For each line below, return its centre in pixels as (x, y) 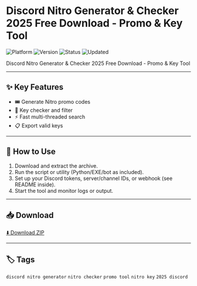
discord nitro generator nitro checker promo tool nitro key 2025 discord (97, 277)
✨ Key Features (35, 87)
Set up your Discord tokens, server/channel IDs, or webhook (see (94, 178)
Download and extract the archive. (56, 166)
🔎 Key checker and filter (44, 110)
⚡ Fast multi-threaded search (50, 117)
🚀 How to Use (31, 151)
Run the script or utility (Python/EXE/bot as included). (79, 172)
